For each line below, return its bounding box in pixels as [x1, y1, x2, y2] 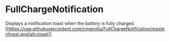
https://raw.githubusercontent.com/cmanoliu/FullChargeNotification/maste [8, 25, 165, 31]
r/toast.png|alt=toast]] [5, 31, 52, 37]
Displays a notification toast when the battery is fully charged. [5, 20, 135, 26]
